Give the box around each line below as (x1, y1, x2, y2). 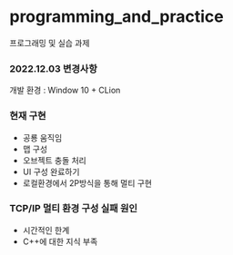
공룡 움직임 (22, 132, 63, 142)
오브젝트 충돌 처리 (22, 154, 86, 165)
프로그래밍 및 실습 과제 (9, 37, 90, 48)
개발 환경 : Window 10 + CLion (9, 84, 121, 96)
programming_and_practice (9, 6, 225, 27)
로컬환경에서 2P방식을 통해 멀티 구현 (22, 177, 153, 188)
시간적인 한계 (22, 224, 70, 235)
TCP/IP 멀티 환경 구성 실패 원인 (9, 202, 138, 215)
